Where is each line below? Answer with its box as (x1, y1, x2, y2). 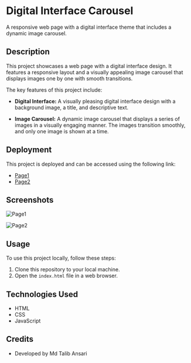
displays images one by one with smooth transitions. (6, 75, 133, 82)
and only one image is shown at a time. (14, 127, 110, 135)
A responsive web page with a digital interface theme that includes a (6, 23, 172, 31)
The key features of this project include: (6, 86, 103, 93)
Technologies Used (6, 289, 78, 299)
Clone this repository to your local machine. (14, 266, 120, 273)
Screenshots (6, 195, 54, 205)
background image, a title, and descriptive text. (14, 104, 129, 111)
